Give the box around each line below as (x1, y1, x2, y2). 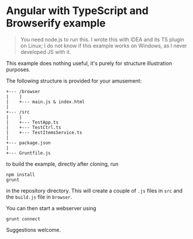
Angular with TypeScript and (6, 4, 149, 18)
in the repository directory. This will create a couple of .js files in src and (6, 187, 183, 194)
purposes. (6, 66, 31, 73)
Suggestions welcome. (6, 226, 61, 233)
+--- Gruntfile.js (6, 150, 51, 156)
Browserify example (6, 16, 106, 30)
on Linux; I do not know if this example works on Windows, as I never (20, 42, 187, 49)
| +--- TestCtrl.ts (6, 124, 61, 130)
